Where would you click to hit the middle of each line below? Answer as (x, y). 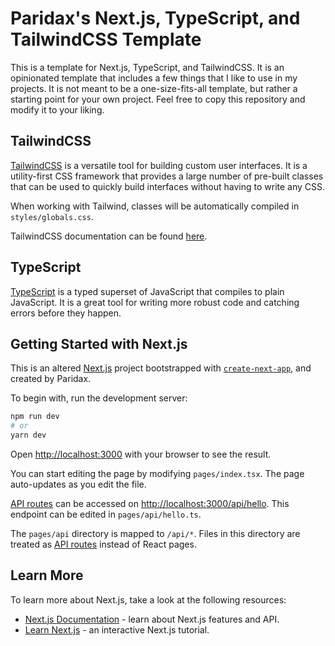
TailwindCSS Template (106, 39)
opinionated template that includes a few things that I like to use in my (154, 78)
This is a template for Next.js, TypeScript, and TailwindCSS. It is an (147, 67)
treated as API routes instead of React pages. (103, 544)
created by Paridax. (51, 379)
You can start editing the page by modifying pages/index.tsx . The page (157, 473)
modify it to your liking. (57, 109)
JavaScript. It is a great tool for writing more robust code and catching (155, 302)
